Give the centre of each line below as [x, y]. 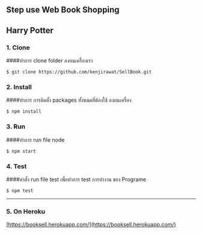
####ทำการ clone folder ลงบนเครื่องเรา [50, 61]
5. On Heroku [26, 211]
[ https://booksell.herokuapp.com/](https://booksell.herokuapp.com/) [91, 224]
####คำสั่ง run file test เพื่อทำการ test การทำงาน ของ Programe [76, 179]
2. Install [19, 87]
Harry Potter [30, 30]
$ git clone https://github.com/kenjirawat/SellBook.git [79, 72]
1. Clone [18, 48]
